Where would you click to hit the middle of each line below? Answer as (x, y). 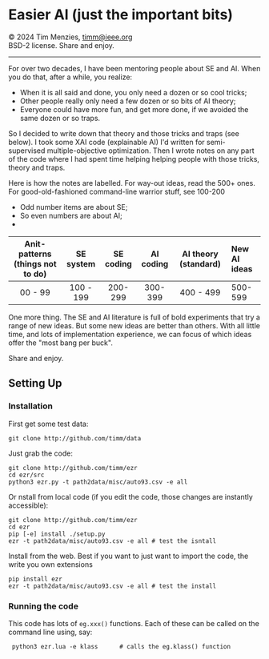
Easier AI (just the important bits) (121, 15)
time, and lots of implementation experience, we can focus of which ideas (130, 334)
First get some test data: (48, 424)
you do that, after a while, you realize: (70, 77)
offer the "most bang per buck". (61, 343)
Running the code (43, 606)
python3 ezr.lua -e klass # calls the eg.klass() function (121, 646)
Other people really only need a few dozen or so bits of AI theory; (128, 101)
